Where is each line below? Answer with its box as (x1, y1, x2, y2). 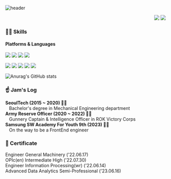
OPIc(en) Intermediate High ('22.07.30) (5, 156, 87, 163)
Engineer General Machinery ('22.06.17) (5, 151, 89, 158)
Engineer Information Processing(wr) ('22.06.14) (5, 162, 106, 168)
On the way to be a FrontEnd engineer (9, 127, 89, 133)
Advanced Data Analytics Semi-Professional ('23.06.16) (5, 168, 121, 174)
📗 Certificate (5, 140, 37, 147)
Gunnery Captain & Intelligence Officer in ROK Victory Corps (9, 116, 136, 122)
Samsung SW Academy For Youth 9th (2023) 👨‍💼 (5, 122, 109, 128)
